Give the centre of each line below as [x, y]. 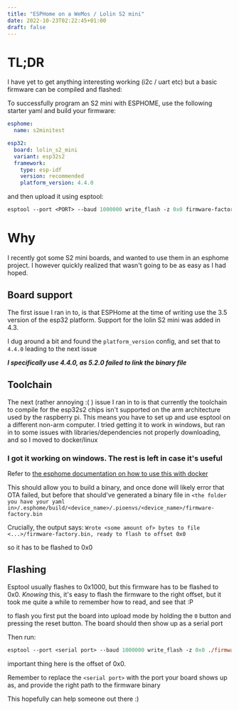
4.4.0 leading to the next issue [52, 348]
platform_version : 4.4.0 [57, 183]
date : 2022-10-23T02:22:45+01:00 [57, 21]
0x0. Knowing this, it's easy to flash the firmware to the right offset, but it [115, 594]
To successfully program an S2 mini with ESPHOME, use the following [110, 103]
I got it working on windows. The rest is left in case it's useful [115, 458]
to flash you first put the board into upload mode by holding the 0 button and [119, 615]
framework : [30, 163]
